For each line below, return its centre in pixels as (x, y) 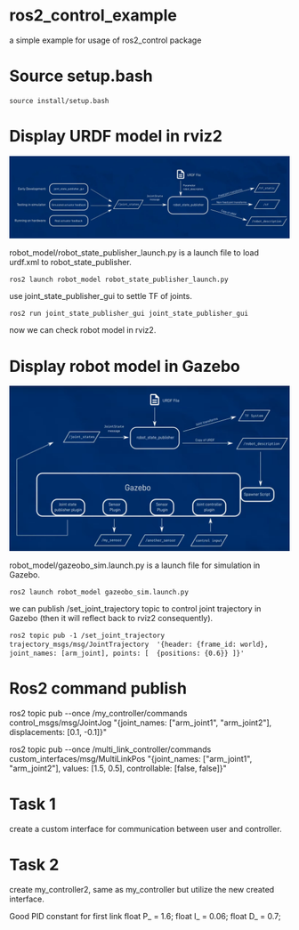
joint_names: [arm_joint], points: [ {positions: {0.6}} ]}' (127, 653)
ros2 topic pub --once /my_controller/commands (98, 713)
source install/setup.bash (59, 101)
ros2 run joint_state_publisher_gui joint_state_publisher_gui (129, 314)
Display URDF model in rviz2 (116, 137)
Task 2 (34, 865)
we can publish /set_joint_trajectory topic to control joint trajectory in (135, 608)
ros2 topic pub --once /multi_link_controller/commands (110, 749)
